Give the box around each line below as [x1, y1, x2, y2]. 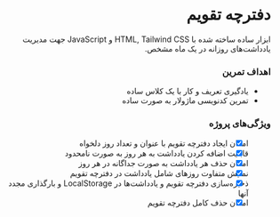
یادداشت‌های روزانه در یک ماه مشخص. [144, 43, 271, 53]
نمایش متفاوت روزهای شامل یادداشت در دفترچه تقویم [69, 167, 250, 178]
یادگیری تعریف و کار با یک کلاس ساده [126, 85, 249, 97]
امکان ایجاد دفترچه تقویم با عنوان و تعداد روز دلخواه [78, 138, 250, 149]
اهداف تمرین [221, 65, 271, 77]
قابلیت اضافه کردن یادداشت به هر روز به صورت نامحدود [64, 148, 250, 158]
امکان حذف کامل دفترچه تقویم [147, 197, 250, 208]
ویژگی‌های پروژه [208, 117, 271, 130]
